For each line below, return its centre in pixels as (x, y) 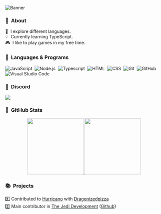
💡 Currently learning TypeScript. (39, 37)
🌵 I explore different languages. (38, 31)
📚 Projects (19, 186)
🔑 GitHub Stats (24, 110)
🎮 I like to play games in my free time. (45, 43)
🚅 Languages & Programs (37, 57)
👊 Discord (18, 86)
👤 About (16, 20)
